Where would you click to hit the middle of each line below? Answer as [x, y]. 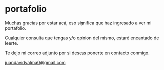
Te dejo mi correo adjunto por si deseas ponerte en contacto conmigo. [78, 53]
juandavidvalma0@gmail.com [35, 62]
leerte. [12, 43]
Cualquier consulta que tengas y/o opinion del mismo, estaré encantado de [82, 38]
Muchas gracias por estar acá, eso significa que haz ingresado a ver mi [78, 23]
